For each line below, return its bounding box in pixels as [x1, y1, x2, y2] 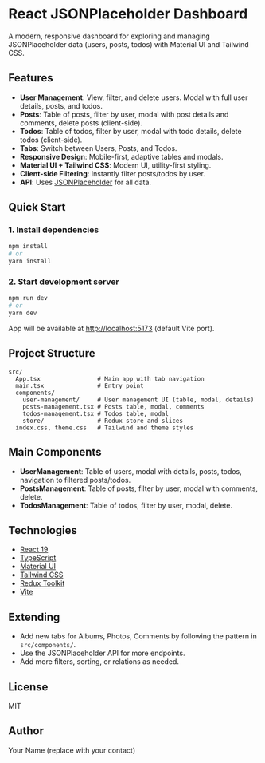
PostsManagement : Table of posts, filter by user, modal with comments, [19, 484, 259, 493]
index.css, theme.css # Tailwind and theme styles [15, 424, 194, 432]
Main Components [8, 445, 102, 459]
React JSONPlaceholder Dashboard [8, 5, 248, 23]
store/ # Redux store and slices [22, 417, 183, 425]
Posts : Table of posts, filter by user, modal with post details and [19, 109, 229, 119]
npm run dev [8, 295, 48, 302]
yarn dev [8, 309, 37, 318]
